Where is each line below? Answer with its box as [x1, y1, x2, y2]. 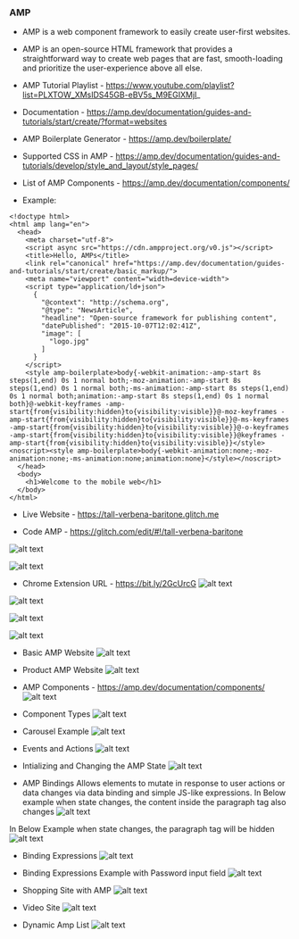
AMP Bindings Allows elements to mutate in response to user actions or [21, 778, 286, 789]
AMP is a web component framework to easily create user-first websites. [21, 27, 291, 37]
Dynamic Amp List [21, 919, 90, 930]
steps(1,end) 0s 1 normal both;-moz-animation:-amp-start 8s [9, 377, 242, 386]
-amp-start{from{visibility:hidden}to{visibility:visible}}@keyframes [9, 431, 278, 440]
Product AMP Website [21, 665, 104, 676]
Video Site [21, 902, 61, 913]
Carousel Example [21, 726, 89, 737]
